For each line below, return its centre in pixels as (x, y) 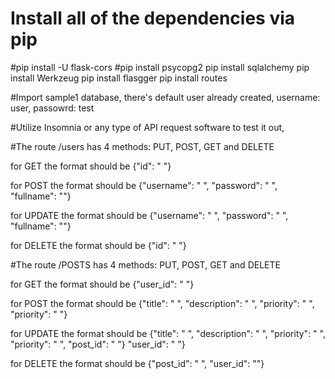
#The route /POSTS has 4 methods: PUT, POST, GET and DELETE (145, 264)
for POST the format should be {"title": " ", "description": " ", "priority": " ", (162, 303)
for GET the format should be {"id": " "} (91, 166)
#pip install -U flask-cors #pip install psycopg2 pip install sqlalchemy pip (160, 67)
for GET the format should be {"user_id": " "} (102, 284)
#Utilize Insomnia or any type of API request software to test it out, (147, 127)
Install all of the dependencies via (153, 18)
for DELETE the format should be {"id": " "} (98, 245)
